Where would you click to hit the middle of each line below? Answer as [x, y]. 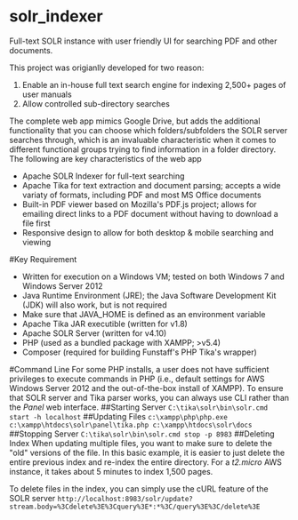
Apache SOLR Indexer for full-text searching [103, 176]
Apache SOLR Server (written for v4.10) [94, 333]
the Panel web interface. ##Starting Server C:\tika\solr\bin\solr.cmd [139, 407]
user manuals [47, 94]
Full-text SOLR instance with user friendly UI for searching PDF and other [143, 41]
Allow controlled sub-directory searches [96, 103]
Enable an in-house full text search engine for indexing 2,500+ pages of [154, 84]
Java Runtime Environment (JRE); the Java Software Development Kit [149, 295]
